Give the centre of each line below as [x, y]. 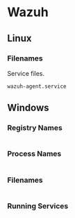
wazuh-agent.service [37, 86]
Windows [28, 108]
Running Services [38, 206]
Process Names [34, 154]
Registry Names [35, 128]
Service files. [26, 73]
